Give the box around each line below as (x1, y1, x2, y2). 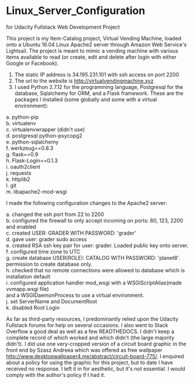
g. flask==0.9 (6, 150, 39, 157)
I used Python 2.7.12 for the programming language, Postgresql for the (14, 83, 183, 90)
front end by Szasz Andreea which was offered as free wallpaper (6, 347, 162, 354)
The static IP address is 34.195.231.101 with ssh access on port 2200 (14, 71, 179, 78)
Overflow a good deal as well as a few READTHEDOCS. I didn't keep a (6, 328, 175, 335)
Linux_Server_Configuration (6, 4, 145, 18)
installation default (6, 273, 51, 280)
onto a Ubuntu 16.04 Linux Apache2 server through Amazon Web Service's (6, 41, 187, 48)
